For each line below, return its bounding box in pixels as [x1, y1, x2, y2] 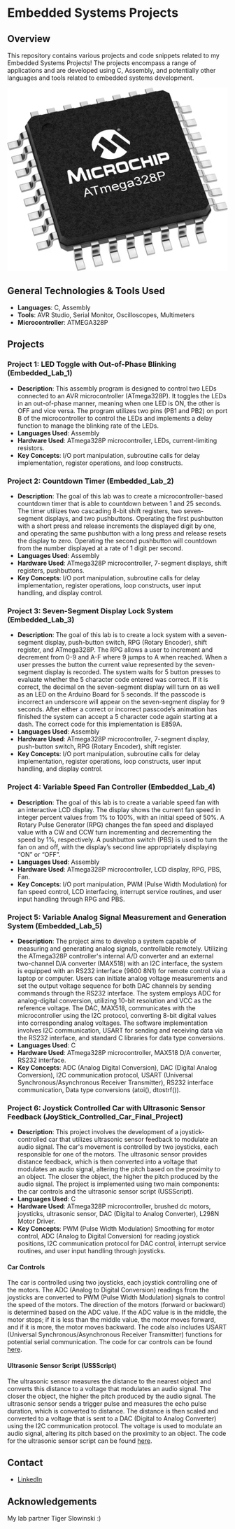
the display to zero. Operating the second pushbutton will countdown [17, 537, 217, 545]
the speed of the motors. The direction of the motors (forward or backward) [7, 1301, 226, 1309]
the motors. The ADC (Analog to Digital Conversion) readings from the [7, 1286, 210, 1294]
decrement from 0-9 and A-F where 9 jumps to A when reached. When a [17, 653, 227, 662]
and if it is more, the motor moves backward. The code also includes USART [7, 1323, 227, 1332]
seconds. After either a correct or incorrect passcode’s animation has [17, 705, 218, 713]
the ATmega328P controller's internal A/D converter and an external [17, 951, 214, 960]
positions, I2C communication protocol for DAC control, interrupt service [17, 1239, 227, 1248]
